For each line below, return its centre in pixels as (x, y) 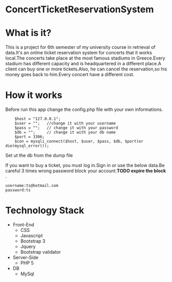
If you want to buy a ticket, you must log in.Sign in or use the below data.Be (85, 165)
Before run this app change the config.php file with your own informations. (84, 109)
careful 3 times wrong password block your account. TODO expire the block (86, 171)
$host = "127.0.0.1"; (37, 119)
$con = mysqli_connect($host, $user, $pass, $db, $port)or (79, 142)
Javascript (32, 236)
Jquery (28, 247)
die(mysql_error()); (27, 146)
